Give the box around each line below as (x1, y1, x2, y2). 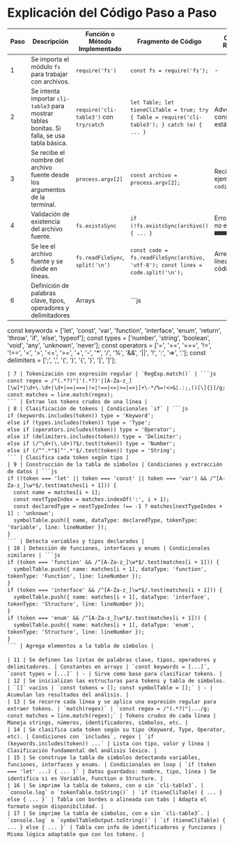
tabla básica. (31, 138, 68, 147)
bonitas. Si (31, 124, 61, 132)
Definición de (31, 281, 70, 290)
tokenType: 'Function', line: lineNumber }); (7, 573, 141, 580)
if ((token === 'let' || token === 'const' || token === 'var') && (7, 475, 208, 482)
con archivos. (31, 77, 70, 85)
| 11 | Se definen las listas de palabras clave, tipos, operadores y (7, 657, 217, 664)
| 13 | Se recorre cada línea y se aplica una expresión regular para (7, 698, 217, 705)
